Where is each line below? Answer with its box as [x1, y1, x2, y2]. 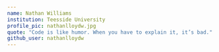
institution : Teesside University [7, 16, 106, 23]
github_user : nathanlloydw [7, 35, 84, 42]
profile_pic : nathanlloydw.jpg [7, 22, 96, 29]
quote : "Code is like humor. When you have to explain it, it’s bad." [7, 28, 213, 36]
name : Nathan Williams [7, 9, 72, 17]
